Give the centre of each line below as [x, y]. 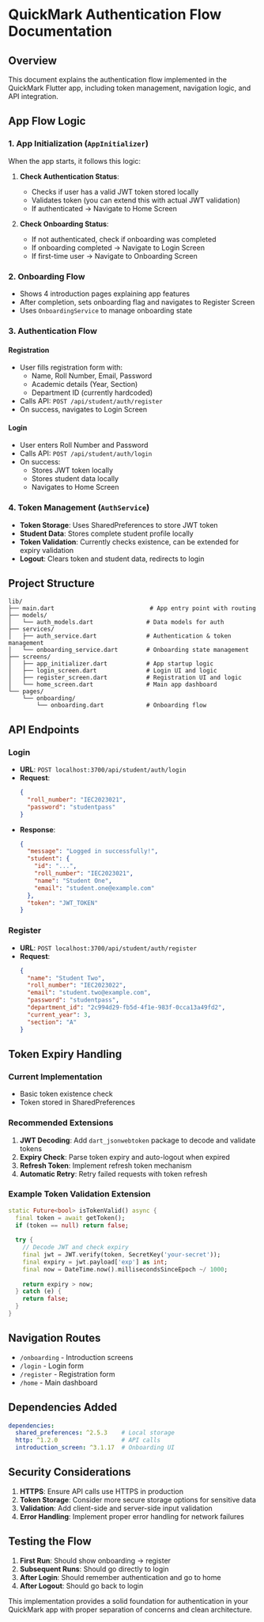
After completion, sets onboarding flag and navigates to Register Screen [137, 301]
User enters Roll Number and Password [84, 445]
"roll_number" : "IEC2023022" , [77, 985]
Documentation [60, 31]
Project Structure [51, 584]
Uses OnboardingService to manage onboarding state [106, 310]
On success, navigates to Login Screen [83, 410]
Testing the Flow [50, 1542]
